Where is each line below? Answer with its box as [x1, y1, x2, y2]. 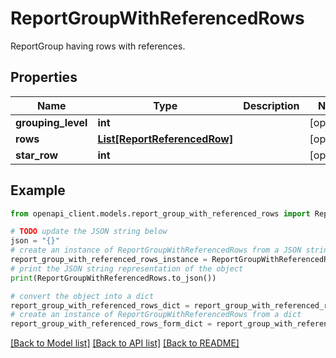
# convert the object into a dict [10, 291, 155, 301]
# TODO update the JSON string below [10, 227, 168, 237]
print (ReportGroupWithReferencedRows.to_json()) [10, 273, 217, 283]
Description [243, 98, 300, 112]
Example [10, 182, 66, 199]
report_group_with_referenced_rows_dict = [10, 300, 190, 311]
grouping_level [15, 115, 88, 129]
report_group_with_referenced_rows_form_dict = [10, 319, 213, 329]
